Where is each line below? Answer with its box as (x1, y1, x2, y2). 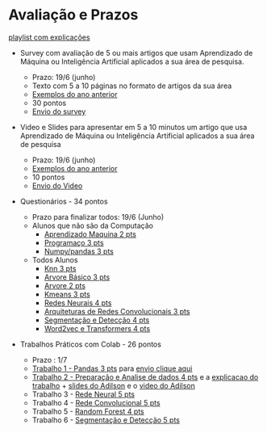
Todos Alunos (31, 254, 78, 264)
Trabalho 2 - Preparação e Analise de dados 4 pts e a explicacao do (31, 372, 259, 381)
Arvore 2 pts (44, 280, 86, 290)
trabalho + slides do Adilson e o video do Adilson (31, 380, 195, 390)
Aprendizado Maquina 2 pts (44, 229, 137, 239)
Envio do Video (31, 180, 83, 191)
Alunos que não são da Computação (31, 221, 153, 230)
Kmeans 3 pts (44, 289, 90, 299)
